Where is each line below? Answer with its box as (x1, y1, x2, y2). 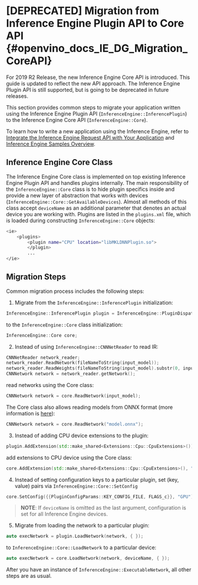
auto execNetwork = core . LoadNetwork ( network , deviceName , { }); (6, 556, 170, 561)
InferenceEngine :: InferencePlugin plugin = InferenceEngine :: (6, 310, 162, 316)
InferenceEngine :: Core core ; (6, 332, 78, 338)
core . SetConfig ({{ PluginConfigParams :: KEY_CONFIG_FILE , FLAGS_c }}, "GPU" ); (6, 494, 196, 500)
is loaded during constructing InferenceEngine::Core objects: (6, 217, 155, 224)
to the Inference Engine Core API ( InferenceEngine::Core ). (6, 116, 148, 123)
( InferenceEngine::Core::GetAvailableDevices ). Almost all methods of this (6, 198, 187, 205)
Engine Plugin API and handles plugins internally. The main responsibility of (6, 179, 189, 186)
